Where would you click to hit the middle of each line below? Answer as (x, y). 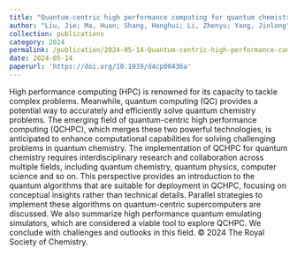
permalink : (29, 50)
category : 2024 (37, 42)
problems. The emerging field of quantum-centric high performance (133, 119)
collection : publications (57, 34)
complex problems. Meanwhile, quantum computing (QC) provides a (133, 101)
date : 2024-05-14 (41, 58)
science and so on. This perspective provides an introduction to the (132, 176)
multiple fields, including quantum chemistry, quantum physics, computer (143, 166)
